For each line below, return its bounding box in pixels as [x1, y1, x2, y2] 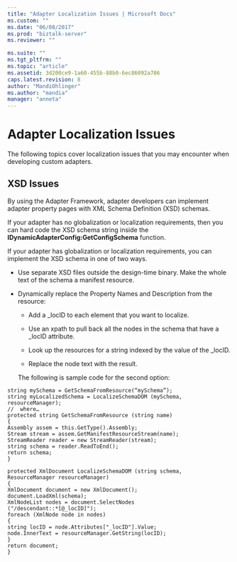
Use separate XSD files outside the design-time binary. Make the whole [17, 268, 227, 277]
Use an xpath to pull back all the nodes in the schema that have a [28, 324, 219, 333]
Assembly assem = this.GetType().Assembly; [7, 424, 138, 431]
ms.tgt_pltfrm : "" [7, 56, 62, 64]
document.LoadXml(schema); [7, 492, 87, 500]
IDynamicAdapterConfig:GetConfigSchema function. [7, 233, 166, 241]
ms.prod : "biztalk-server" [7, 30, 87, 38]
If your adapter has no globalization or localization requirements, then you [7, 218, 224, 226]
